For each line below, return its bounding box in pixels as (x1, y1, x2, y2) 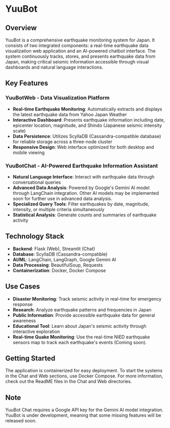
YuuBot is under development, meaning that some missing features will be (5, 412, 162, 418)
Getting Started (5, 354, 56, 363)
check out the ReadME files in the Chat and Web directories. (5, 378, 132, 385)
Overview (5, 24, 37, 32)
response (12, 301, 33, 307)
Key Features (5, 79, 48, 87)
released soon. (5, 418, 37, 424)
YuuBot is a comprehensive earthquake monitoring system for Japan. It (5, 37, 155, 43)
